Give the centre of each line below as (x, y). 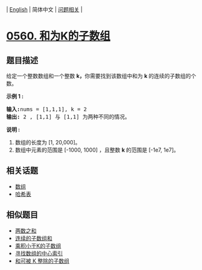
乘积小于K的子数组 (38, 246)
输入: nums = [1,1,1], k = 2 (47, 109)
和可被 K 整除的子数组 (42, 261)
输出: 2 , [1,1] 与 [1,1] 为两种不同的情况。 (68, 117)
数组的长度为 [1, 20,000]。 (48, 142)
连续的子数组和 (33, 238)
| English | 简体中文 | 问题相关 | (44, 9)
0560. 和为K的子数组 (58, 36)
